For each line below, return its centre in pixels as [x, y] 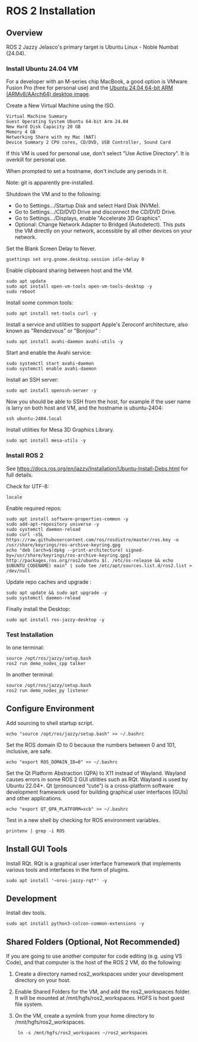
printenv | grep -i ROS [36, 831]
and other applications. [34, 798]
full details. [20, 475]
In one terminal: [25, 647]
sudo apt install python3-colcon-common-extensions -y [75, 924]
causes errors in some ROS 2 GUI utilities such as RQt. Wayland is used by [97, 779]
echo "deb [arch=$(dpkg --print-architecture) [65, 550]
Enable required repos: [34, 508]
